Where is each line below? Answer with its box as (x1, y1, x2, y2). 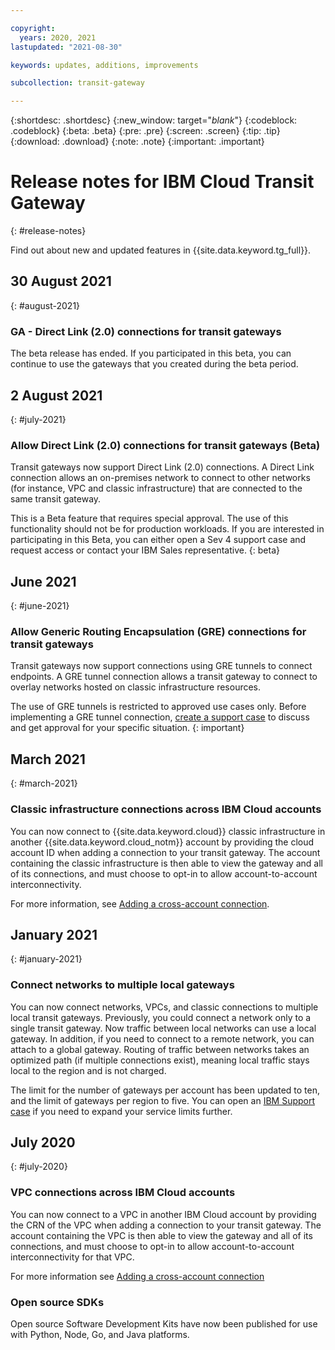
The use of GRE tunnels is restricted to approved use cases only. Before (10, 701, 307, 713)
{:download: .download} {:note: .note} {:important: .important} (10, 136, 265, 148)
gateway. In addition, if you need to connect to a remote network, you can (10, 1032, 315, 1045)
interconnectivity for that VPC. (10, 1251, 135, 1263)
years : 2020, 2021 (19, 32, 97, 43)
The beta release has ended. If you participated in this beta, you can (10, 347, 292, 360)
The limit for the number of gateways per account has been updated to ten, (10, 1084, 320, 1096)
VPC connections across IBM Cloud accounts (10, 1186, 236, 1200)
